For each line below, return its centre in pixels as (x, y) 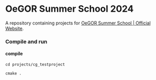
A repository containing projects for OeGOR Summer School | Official (78, 23)
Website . (15, 28)
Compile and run (26, 41)
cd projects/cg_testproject (35, 65)
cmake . (14, 74)
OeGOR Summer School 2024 (70, 9)
